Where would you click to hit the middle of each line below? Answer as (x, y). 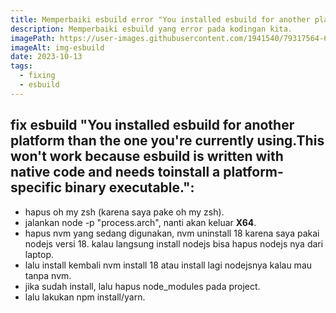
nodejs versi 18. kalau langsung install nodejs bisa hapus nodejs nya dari (174, 243)
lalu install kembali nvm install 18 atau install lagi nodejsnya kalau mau (168, 265)
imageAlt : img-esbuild (57, 47)
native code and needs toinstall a (115, 172)
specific (36, 187)
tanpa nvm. (48, 275)
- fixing (37, 76)
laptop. (39, 254)
